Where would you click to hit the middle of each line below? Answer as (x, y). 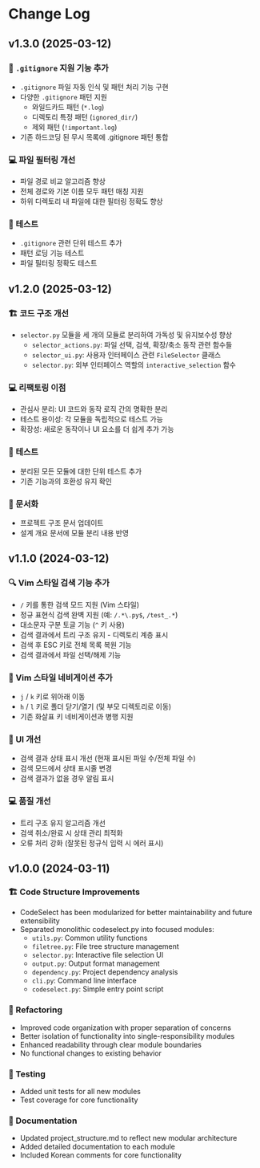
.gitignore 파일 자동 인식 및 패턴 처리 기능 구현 (94, 87)
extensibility (40, 921)
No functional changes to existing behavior (91, 1053)
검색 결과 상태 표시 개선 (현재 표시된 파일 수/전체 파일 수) (108, 759)
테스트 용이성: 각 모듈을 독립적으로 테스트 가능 (92, 419)
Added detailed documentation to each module (98, 1147)
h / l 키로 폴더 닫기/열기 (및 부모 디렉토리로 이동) (96, 706)
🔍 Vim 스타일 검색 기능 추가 (59, 583)
